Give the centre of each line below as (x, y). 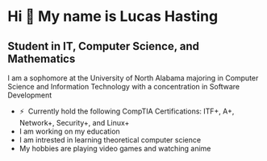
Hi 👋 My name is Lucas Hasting (113, 17)
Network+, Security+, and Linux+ (74, 123)
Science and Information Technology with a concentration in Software (123, 87)
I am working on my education (69, 131)
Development (30, 95)
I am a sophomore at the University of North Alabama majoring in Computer (133, 78)
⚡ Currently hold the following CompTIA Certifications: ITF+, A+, (127, 111)
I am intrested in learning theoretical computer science (110, 140)
